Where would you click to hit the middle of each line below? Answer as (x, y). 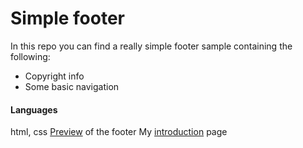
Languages (34, 109)
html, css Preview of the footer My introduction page (119, 132)
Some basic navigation (72, 86)
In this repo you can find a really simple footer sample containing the (151, 46)
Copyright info (54, 76)
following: (30, 56)
